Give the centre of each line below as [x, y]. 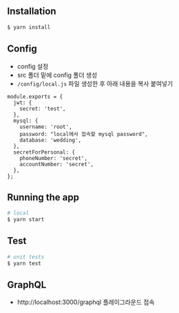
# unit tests [26, 257]
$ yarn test [24, 263]
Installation [32, 11]
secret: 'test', [43, 109]
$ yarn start [26, 220]
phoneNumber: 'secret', [54, 158]
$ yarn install [29, 27]
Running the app [43, 197]
